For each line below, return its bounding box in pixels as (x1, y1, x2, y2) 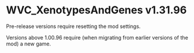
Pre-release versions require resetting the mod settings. (6, 23, 141, 30)
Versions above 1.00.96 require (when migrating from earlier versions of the (6, 34, 189, 41)
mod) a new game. (6, 40, 51, 47)
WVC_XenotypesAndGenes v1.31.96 (6, 3, 187, 17)
